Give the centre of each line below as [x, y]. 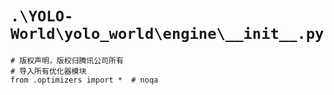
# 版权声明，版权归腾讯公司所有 [67, 60]
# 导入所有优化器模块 [48, 71]
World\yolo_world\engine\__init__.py [167, 34]
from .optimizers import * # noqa [84, 80]
